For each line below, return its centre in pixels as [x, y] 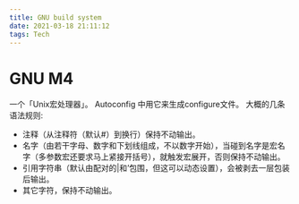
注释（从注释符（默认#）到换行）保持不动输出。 [111, 134]
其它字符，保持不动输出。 [69, 191]
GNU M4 [42, 78]
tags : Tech [30, 34]
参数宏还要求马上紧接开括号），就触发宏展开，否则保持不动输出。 [166, 157]
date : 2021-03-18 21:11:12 [60, 26]
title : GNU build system [56, 17]
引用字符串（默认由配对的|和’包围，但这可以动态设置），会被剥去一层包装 [156, 168]
